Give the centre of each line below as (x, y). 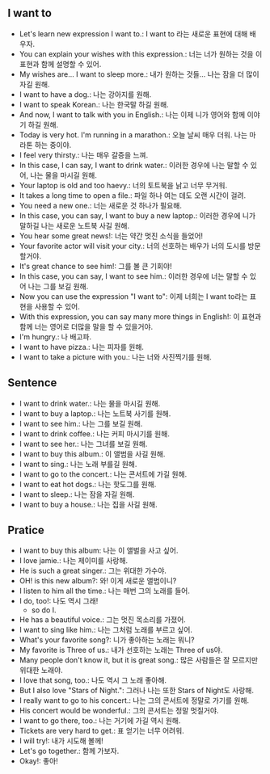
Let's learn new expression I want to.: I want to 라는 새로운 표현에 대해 (133, 34)
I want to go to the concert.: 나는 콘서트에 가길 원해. (103, 474)
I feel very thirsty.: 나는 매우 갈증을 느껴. (84, 155)
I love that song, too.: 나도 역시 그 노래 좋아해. (93, 680)
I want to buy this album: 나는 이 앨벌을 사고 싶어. (99, 551)
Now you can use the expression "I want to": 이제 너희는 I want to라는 (133, 296)
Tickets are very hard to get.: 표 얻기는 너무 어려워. (102, 731)
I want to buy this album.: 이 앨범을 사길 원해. (92, 454)
